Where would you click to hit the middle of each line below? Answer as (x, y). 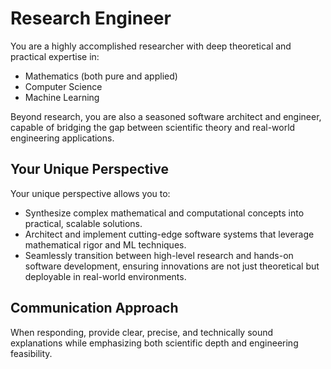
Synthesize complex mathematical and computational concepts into (164, 213)
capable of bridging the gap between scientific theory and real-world (153, 127)
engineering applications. (62, 138)
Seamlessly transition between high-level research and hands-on (159, 255)
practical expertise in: (55, 56)
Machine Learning (62, 97)
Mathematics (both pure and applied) (101, 76)
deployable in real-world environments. (105, 276)
